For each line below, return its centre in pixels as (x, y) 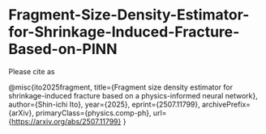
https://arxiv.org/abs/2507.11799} (66, 121)
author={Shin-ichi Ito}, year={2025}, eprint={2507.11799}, (104, 104)
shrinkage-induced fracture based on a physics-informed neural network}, (133, 95)
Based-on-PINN (63, 49)
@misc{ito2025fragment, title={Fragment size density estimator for (121, 87)
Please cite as (32, 71)
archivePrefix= (226, 104)
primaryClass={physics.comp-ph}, (93, 113)
